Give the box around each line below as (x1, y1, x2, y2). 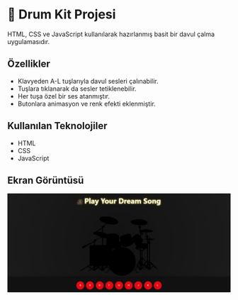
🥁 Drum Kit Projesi (7, 6, 116, 23)
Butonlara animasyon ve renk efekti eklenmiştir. (17, 99, 156, 108)
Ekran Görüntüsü (7, 174, 84, 187)
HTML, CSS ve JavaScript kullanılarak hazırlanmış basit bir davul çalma (7, 30, 215, 38)
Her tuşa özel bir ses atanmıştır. (17, 91, 110, 100)
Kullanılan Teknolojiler (7, 120, 108, 132)
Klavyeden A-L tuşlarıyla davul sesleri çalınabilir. (17, 77, 159, 85)
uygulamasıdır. (7, 37, 50, 45)
